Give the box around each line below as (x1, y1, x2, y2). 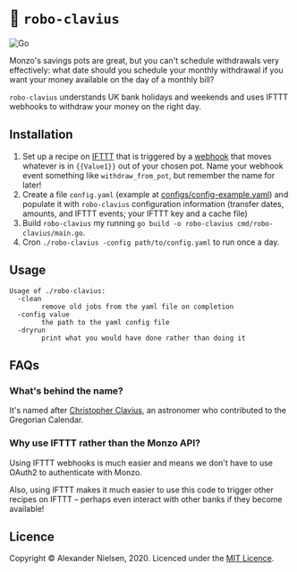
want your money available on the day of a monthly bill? (9, 74, 215, 84)
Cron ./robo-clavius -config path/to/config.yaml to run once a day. (21, 237, 280, 247)
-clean (17, 294, 42, 303)
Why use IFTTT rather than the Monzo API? (9, 437, 201, 449)
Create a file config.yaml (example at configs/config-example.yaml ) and (21, 188, 289, 200)
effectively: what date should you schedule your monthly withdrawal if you (9, 65, 284, 75)
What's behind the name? (9, 385, 123, 397)
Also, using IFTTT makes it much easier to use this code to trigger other (9, 484, 275, 495)
